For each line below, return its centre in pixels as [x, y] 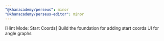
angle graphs [18, 33]
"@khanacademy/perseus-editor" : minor [45, 14]
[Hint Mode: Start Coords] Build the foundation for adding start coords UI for [82, 28]
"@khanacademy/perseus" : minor [37, 10]
